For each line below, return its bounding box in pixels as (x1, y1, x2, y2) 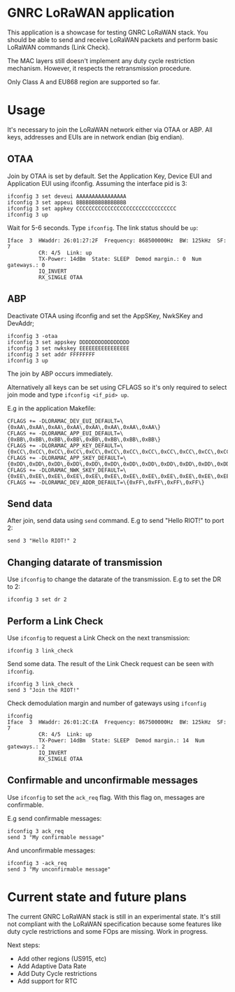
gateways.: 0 (7, 261, 45, 269)
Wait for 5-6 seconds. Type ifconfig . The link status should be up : (7, 223, 199, 232)
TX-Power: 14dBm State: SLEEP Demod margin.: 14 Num (38, 737, 205, 744)
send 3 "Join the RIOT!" (7, 686, 80, 693)
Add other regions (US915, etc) (17, 954, 107, 963)
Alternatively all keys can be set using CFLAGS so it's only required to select (7, 383, 227, 391)
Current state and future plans (7, 889, 187, 905)
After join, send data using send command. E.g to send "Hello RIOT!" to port (7, 517, 225, 525)
